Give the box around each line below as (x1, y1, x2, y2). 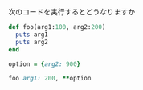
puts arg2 (15, 38, 48, 46)
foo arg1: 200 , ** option (8, 75, 92, 83)
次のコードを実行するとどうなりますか (8, 7, 135, 16)
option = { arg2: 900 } (8, 59, 81, 68)
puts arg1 (15, 31, 48, 39)
